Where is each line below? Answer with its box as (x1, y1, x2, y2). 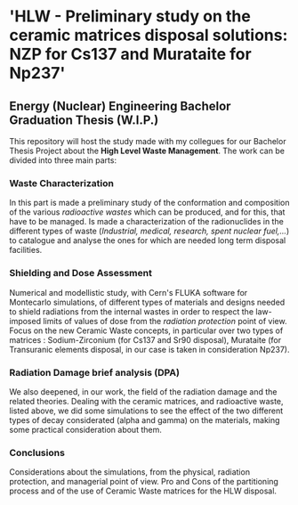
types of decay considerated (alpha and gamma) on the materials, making (9, 414, 280, 425)
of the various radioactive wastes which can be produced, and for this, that (9, 207, 286, 217)
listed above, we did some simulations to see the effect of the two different (9, 405, 284, 416)
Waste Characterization (9, 176, 114, 189)
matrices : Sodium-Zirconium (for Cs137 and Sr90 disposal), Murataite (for (9, 334, 282, 345)
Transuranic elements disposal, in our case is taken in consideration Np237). (9, 344, 290, 354)
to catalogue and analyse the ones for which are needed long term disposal (9, 235, 286, 246)
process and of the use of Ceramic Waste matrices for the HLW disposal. (9, 485, 278, 496)
